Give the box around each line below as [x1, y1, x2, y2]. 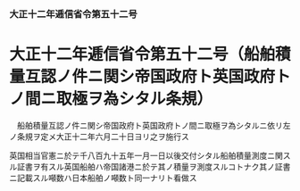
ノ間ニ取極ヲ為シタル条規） [9, 89, 213, 109]
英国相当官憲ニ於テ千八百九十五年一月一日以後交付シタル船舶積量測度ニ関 [9, 150, 283, 161]
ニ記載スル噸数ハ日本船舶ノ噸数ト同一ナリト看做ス [9, 172, 197, 183]
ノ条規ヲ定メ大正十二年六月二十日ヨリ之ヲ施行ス [9, 131, 189, 142]
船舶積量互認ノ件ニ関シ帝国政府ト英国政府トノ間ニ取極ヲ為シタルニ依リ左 [16, 120, 291, 130]
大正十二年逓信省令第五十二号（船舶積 [9, 45, 292, 64]
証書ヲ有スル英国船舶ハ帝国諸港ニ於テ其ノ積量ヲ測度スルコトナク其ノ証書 [16, 161, 291, 171]
